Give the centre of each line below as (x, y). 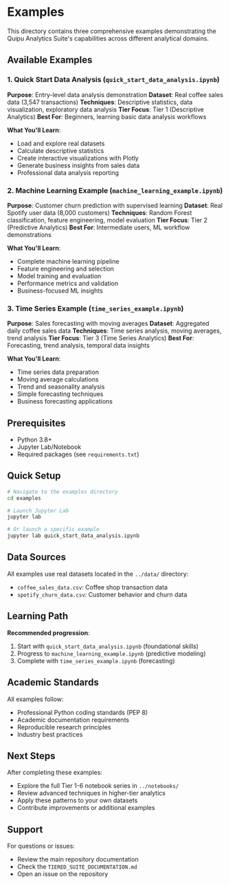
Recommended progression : (49, 633)
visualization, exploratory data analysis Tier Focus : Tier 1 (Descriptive (106, 109)
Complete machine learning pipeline (68, 261)
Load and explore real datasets (61, 143)
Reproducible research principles (64, 727)
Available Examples (50, 60)
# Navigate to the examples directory (62, 492)
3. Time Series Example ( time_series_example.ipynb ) (95, 309)
